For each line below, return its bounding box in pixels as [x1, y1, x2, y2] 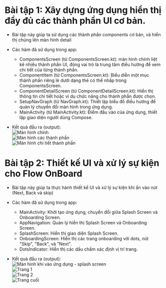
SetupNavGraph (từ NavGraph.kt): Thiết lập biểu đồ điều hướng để [19, 98, 156, 104]
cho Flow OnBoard [4, 168, 83, 179]
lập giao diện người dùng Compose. [19, 114, 93, 120]
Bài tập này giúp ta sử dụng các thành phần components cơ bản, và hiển [11, 31, 161, 37]
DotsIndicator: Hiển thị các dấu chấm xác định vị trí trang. [19, 246, 138, 252]
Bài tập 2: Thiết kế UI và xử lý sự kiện [4, 157, 160, 169]
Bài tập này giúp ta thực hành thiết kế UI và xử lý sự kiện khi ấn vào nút [11, 184, 158, 190]
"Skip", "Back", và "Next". [19, 241, 72, 247]
